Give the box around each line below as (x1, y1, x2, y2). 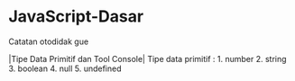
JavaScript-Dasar (8, 6, 144, 27)
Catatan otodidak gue (8, 36, 89, 47)
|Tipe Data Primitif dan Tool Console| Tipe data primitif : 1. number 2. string (8, 53, 287, 64)
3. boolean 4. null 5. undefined (8, 63, 122, 74)
